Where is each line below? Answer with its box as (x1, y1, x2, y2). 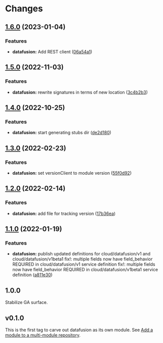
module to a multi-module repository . (5, 332, 81, 338)
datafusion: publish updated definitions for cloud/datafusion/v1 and (12, 251, 151, 257)
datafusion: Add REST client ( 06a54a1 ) (12, 49, 92, 54)
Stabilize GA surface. (5, 299, 48, 305)
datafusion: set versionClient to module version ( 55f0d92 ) (12, 170, 132, 176)
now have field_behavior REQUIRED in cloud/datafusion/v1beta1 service (12, 267, 158, 273)
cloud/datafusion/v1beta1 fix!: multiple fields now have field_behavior (12, 256, 153, 262)
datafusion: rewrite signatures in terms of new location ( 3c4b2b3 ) (12, 89, 148, 95)
